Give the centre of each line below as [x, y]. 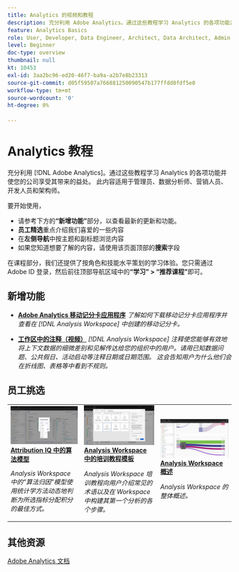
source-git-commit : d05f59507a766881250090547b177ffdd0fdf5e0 [101, 83]
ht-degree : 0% [28, 106]
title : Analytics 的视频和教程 [51, 15]
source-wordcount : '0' [41, 98]
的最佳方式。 [29, 509]
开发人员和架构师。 [36, 190]
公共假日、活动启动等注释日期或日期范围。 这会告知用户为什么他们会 [131, 356]
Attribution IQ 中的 [38, 451]
